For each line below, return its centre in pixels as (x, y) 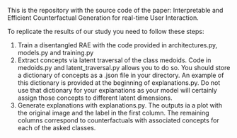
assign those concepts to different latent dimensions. (95, 98)
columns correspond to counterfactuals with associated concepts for (118, 120)
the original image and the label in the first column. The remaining (114, 113)
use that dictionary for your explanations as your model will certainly (117, 90)
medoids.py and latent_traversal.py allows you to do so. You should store (124, 68)
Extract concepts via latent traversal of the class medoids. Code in (114, 60)
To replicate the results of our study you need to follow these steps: (106, 31)
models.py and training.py (56, 53)
